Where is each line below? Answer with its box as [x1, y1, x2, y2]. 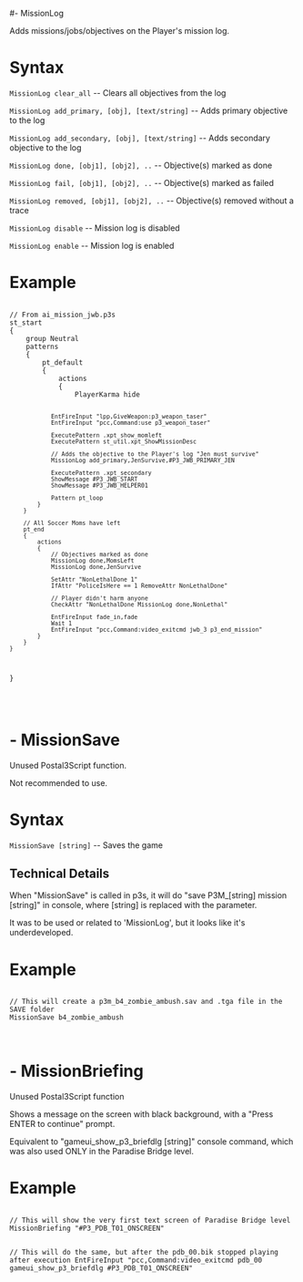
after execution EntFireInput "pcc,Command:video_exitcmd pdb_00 [9, 1256, 262, 1266]
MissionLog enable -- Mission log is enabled [9, 240, 175, 251]
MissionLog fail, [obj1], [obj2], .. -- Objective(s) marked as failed [9, 177, 275, 188]
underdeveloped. [9, 927, 74, 938]
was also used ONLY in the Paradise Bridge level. [9, 1146, 194, 1157]
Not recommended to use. [9, 777, 107, 788]
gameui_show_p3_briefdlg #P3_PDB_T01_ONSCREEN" [9, 1264, 194, 1273]
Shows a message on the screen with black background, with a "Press [9, 1109, 274, 1120]
